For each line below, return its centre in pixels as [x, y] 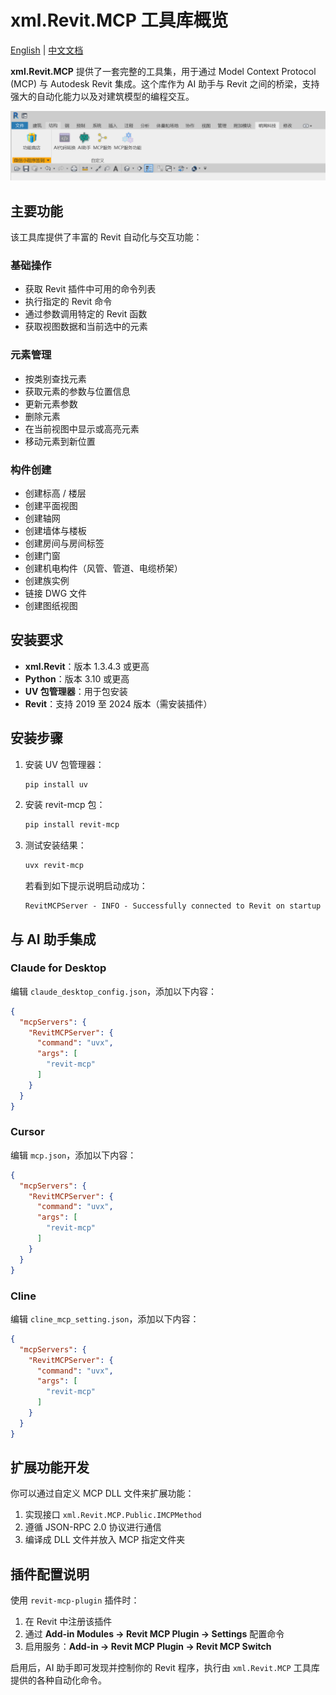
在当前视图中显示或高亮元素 [82, 428]
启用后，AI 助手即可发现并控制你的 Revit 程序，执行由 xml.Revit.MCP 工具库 [165, 1668]
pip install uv [56, 784]
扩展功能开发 [50, 1467]
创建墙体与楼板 [55, 530]
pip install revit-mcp [72, 825]
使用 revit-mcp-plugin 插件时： [75, 1600]
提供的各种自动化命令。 [58, 1680]
